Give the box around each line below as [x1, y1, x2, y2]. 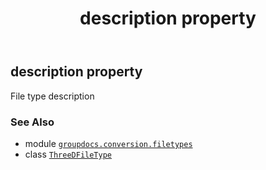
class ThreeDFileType [24, 148, 112, 160]
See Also [10, 115, 55, 129]
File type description [10, 90, 95, 102]
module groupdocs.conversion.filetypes [24, 137, 193, 149]
